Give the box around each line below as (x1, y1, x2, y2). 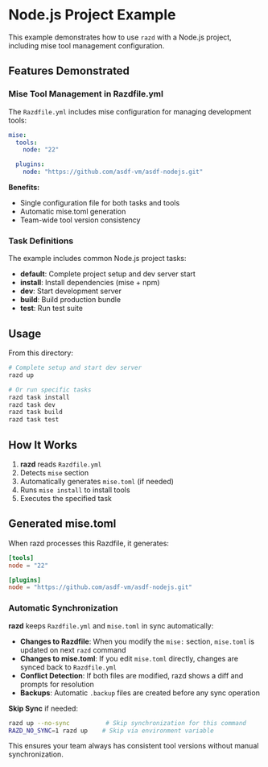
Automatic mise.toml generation (19, 207, 126, 216)
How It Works (8, 437, 78, 452)
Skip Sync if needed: (8, 703, 79, 713)
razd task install (8, 393, 70, 401)
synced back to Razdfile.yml (19, 662, 117, 672)
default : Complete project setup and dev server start (19, 269, 196, 279)
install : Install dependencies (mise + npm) (19, 278, 160, 288)
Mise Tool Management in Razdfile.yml (8, 89, 163, 100)
